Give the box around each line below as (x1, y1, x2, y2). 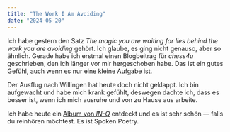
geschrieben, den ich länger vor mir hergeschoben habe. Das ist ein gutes (7, 59, 224, 67)
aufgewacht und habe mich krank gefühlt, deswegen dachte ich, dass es (7, 88, 219, 97)
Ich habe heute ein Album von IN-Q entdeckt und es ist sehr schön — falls (7, 109, 224, 118)
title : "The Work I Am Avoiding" (7, 10, 106, 18)
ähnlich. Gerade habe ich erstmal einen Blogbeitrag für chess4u (7, 51, 194, 60)
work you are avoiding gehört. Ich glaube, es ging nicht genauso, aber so (7, 44, 222, 53)
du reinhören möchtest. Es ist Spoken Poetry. (7, 116, 139, 125)
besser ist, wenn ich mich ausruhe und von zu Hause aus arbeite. (7, 95, 198, 104)
